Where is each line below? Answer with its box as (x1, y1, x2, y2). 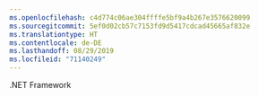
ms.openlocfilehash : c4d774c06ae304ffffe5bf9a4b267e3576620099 (9, 13, 251, 22)
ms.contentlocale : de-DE (9, 38, 102, 48)
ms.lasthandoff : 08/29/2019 (9, 47, 115, 56)
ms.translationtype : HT (9, 30, 99, 39)
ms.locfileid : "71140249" (9, 55, 106, 64)
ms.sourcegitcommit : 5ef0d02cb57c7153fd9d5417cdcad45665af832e (9, 22, 251, 31)
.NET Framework (9, 80, 72, 90)
